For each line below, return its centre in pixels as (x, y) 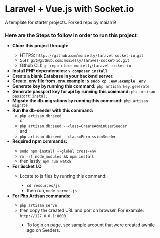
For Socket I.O (27, 166)
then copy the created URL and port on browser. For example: (82, 210)
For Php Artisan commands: (41, 196)
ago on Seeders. (43, 230)
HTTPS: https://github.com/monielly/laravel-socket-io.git (81, 55)
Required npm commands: (40, 141)
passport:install (30, 96)
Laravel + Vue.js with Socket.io (69, 9)
